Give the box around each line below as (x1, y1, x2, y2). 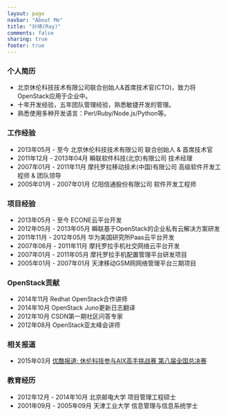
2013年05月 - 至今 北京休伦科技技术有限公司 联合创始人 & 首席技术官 (17, 145, 213, 153)
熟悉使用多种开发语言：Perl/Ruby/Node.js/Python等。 (17, 109, 171, 117)
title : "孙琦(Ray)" (7, 23, 61, 30)
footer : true (7, 42, 45, 49)
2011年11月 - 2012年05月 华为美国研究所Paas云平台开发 (17, 233, 175, 241)
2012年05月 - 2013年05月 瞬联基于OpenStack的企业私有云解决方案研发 (17, 224, 220, 232)
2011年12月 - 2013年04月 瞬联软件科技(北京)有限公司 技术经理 (17, 153, 193, 162)
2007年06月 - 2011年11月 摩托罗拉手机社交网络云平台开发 (17, 241, 180, 249)
